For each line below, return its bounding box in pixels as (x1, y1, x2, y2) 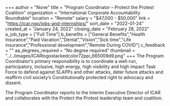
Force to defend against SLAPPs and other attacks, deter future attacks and (5, 69, 164, 75)
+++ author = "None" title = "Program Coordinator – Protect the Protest (5, 5, 154, 10)
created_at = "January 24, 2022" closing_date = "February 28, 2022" (5, 26, 150, 32)
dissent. (5, 80, 22, 86)
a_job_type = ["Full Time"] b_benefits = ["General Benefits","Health (5, 31, 146, 37)
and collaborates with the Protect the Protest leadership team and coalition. (5, 95, 163, 101)
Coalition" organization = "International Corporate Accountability (5, 10, 141, 16)
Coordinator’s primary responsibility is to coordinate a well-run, (5, 58, 138, 64)
